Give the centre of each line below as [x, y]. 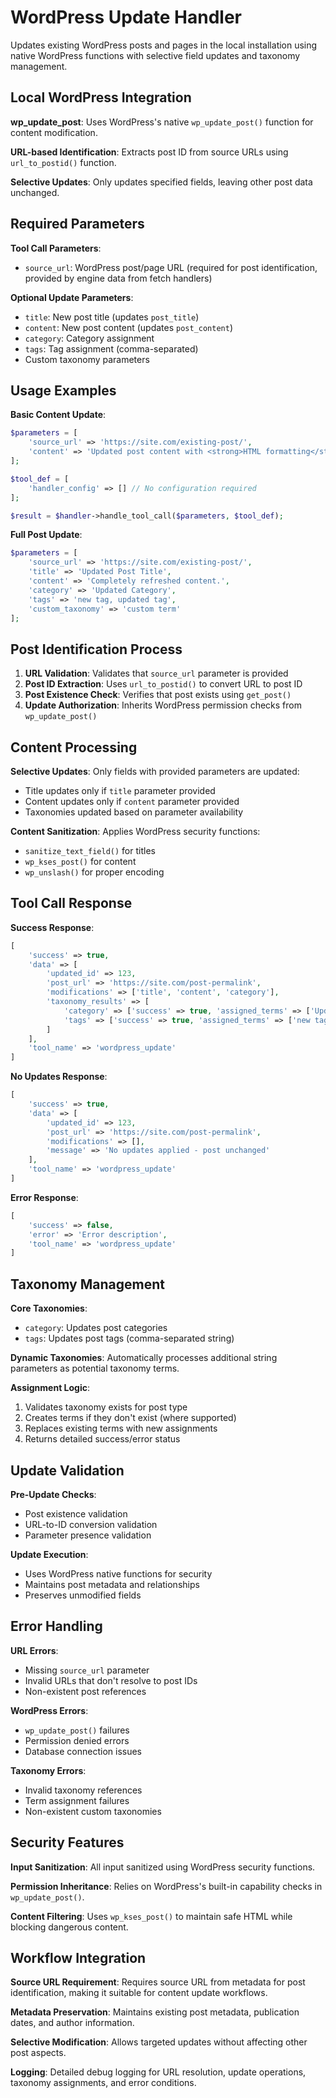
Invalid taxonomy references [83, 1790]
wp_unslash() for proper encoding [94, 872]
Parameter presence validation [88, 1535]
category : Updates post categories [96, 1328]
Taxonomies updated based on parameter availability [134, 812]
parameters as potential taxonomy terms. [95, 1368]
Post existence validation [76, 1513]
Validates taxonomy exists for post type [106, 1407]
